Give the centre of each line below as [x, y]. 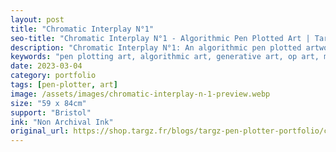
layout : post [37, 19]
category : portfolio [53, 76]
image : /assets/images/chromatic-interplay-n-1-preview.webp [140, 94]
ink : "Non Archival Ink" [62, 122]
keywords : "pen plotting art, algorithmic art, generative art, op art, [165, 57]
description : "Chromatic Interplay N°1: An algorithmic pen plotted [156, 47]
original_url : [40, 131]
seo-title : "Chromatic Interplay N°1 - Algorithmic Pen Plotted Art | [160, 38]
